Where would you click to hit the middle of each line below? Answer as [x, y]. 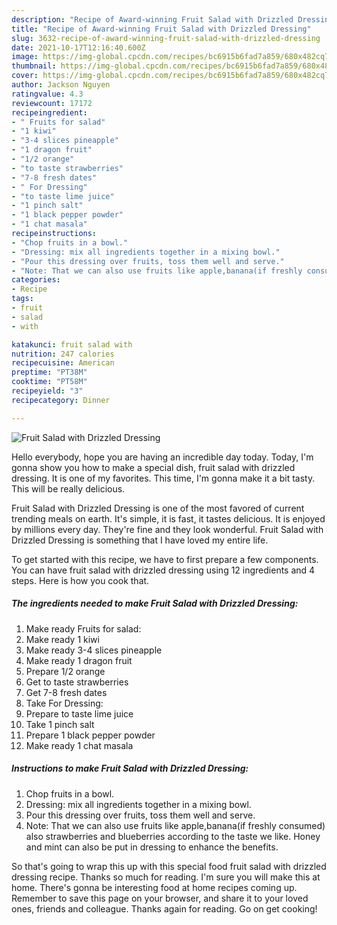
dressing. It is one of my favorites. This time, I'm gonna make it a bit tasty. [163, 478]
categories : [36, 280]
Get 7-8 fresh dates [66, 692]
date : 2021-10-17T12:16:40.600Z [78, 47]
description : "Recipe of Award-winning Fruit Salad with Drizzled [152, 19]
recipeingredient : [49, 112]
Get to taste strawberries [77, 682]
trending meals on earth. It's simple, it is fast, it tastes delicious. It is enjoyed [168, 518]
